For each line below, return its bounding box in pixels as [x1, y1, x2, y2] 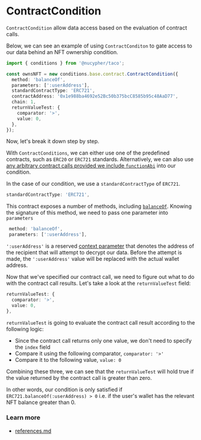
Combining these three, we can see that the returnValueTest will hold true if [6, 368, 194, 375]
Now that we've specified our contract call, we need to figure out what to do [6, 273, 195, 281]
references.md [14, 427, 52, 434]
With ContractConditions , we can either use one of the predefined [6, 149, 170, 157]
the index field [14, 343, 51, 350]
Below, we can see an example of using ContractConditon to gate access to [6, 42, 193, 49]
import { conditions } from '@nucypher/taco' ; [6, 60, 125, 66]
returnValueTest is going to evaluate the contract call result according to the [6, 319, 195, 326]
